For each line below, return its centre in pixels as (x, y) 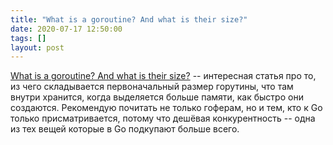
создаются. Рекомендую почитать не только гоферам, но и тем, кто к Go (166, 108)
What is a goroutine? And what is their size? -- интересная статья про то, (163, 76)
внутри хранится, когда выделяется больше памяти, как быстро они (157, 97)
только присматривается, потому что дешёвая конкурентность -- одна (163, 118)
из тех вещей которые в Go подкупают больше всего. (125, 129)
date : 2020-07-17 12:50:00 (66, 29)
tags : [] (28, 38)
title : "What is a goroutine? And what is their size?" (129, 19)
